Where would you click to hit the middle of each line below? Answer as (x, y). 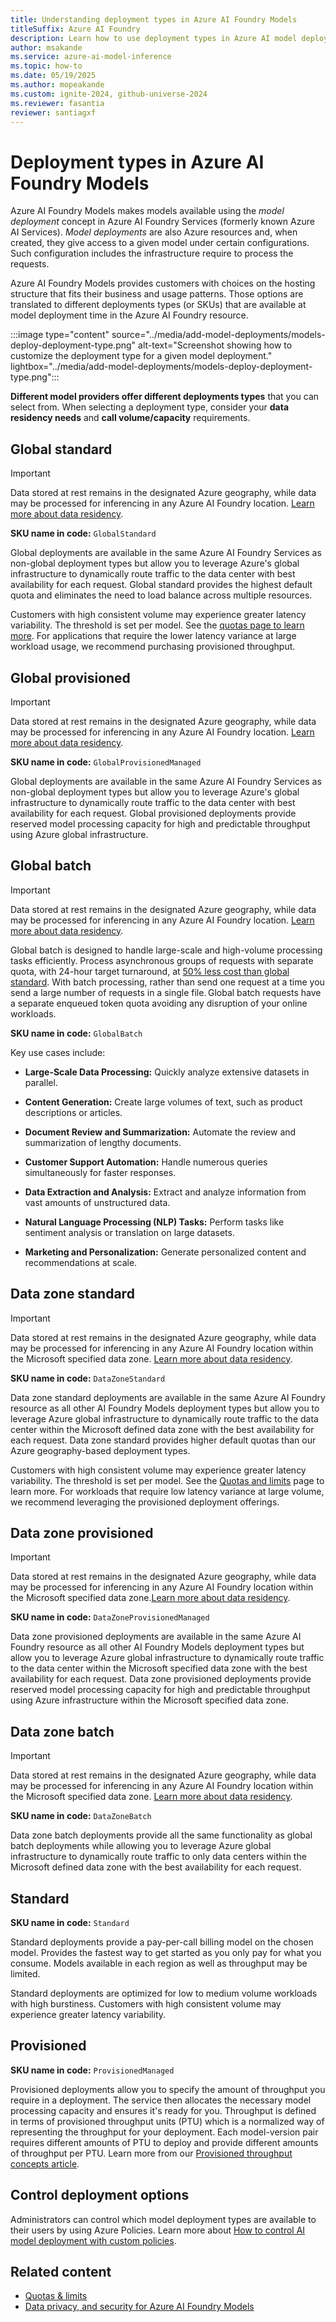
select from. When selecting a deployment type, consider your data (150, 407)
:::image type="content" (60, 335)
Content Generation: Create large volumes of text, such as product (163, 1102)
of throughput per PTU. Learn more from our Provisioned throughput (151, 2153)
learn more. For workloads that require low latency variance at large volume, (167, 1491)
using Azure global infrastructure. (79, 834)
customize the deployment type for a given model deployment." (141, 356)
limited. (25, 1974)
